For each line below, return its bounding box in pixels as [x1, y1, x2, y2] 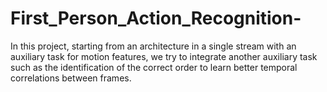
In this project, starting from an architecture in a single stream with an [10, 40, 297, 52]
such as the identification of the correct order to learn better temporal [10, 61, 298, 73]
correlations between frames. [10, 72, 132, 84]
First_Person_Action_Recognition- [10, 7, 302, 30]
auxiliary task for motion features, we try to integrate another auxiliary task [10, 50, 318, 62]
